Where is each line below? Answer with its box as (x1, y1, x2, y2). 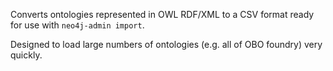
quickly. (10, 49, 43, 61)
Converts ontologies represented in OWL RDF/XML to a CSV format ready (10, 9, 315, 20)
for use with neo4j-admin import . (10, 19, 145, 31)
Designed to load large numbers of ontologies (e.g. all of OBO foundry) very (10, 39, 323, 50)
